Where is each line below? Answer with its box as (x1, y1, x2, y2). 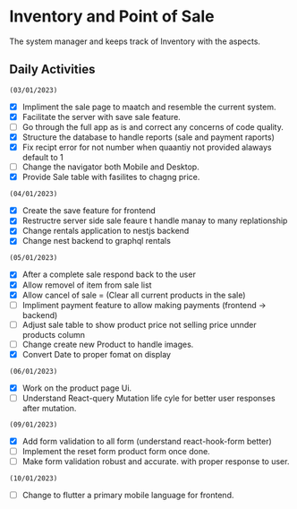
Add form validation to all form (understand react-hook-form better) (21, 436, 273, 446)
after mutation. (21, 403, 77, 413)
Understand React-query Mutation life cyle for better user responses (21, 393, 276, 403)
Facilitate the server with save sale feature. (21, 111, 181, 122)
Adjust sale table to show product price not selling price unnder (21, 319, 257, 330)
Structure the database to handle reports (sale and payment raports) (21, 132, 275, 142)
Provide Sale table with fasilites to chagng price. (21, 172, 200, 183)
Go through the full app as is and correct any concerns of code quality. (21, 121, 284, 132)
